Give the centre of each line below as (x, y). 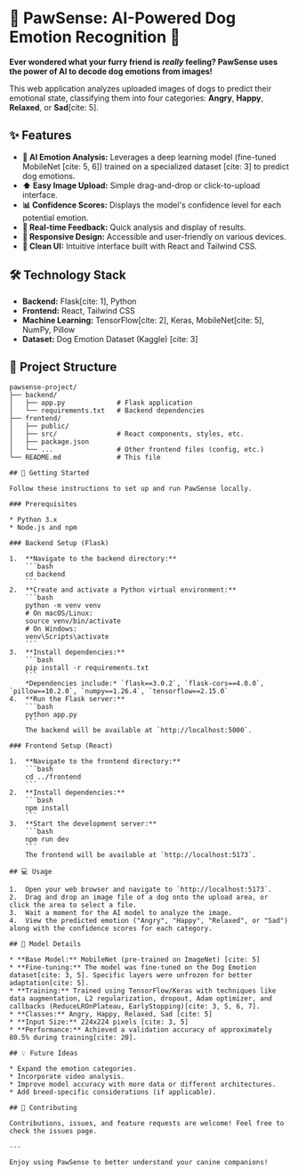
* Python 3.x (33, 520)
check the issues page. (53, 1131)
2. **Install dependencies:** (67, 793)
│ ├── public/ (39, 427)
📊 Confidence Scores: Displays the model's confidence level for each (152, 205)
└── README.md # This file (85, 458)
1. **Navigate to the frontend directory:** (95, 762)
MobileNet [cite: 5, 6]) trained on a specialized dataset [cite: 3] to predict (155, 166)
